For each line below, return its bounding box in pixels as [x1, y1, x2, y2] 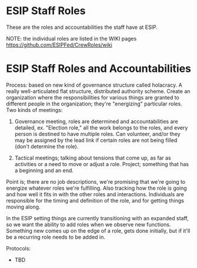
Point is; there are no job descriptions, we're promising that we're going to [6, 178, 186, 185]
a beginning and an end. [14, 167, 74, 174]
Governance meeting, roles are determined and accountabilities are [14, 118, 178, 125]
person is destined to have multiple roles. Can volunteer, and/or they [14, 130, 181, 137]
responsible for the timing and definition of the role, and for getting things [6, 197, 184, 204]
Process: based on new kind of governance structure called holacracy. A [6, 81, 182, 88]
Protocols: [6, 244, 31, 252]
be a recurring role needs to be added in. [6, 233, 106, 240]
